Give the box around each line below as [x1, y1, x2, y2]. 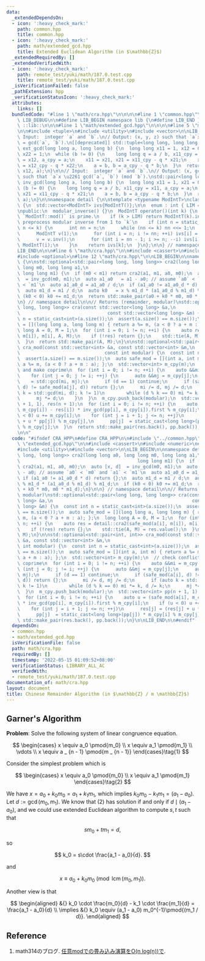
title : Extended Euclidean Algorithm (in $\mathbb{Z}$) [17, 49, 163, 55]
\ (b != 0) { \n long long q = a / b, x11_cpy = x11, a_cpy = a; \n [17, 185, 198, 191]
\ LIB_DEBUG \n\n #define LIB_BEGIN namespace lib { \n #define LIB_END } [17, 117, 201, 123]
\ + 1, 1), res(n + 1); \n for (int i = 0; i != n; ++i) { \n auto [17, 401, 198, 407]
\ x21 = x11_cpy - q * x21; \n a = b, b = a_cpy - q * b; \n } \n [17, 191, 192, 197]
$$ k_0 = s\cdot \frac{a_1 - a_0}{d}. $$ [54, 851, 151, 858]
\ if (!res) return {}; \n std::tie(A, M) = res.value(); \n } [17, 526, 195, 532]
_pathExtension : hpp [12, 89, 64, 95]
